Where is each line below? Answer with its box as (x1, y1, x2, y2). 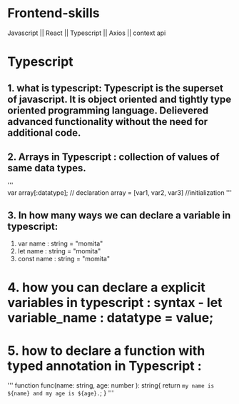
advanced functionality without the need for (7, 116, 208, 128)
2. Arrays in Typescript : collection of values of (7, 151, 220, 163)
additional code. (7, 126, 81, 138)
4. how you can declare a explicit (7, 280, 205, 296)
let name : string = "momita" (17, 247, 101, 256)
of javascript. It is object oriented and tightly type (7, 93, 232, 105)
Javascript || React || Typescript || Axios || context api (7, 29, 166, 37)
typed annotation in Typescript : (7, 358, 202, 374)
